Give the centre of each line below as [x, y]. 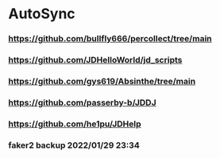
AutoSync [42, 14]
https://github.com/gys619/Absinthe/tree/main [102, 81]
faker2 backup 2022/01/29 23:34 [74, 145]
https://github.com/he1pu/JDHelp [75, 124]
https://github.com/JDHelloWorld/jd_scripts [95, 60]
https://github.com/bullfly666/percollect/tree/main [110, 39]
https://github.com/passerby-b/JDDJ [82, 102]
